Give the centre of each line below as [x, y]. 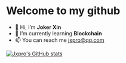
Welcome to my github [63, 11]
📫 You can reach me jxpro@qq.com [59, 40]
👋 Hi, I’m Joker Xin [38, 27]
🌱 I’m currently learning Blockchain [59, 33]
